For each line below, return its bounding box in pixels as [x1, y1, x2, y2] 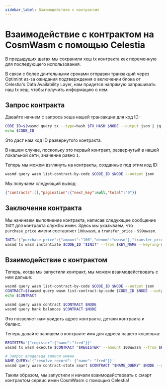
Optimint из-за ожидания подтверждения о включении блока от [5, 76, 141, 82]
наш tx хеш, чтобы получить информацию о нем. [5, 87, 109, 93]
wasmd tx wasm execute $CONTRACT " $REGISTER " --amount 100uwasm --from [5, 345, 157, 350]
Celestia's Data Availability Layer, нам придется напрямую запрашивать [5, 81, 156, 87]
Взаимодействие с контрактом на [5, 28, 154, 40]
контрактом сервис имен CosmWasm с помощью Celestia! [5, 378, 129, 383]
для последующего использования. [5, 61, 81, 67]
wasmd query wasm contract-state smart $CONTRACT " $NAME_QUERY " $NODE [5, 363, 155, 368]
